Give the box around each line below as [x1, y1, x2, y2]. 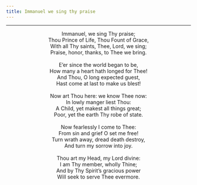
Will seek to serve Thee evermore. [57, 173, 140, 180]
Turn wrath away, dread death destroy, [52, 136, 145, 143]
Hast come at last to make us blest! [56, 80, 141, 87]
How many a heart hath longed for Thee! [49, 67, 148, 74]
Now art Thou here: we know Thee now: [50, 92, 147, 100]
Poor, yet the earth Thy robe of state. [53, 111, 144, 118]
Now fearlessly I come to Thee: [60, 124, 137, 131]
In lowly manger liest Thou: [66, 98, 131, 105]
